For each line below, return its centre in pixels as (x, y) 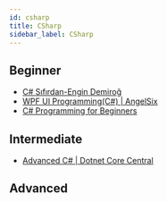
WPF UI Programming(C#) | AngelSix (90, 101)
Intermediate (46, 139)
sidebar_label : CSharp (51, 34)
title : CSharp (36, 26)
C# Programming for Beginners (79, 111)
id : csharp (29, 17)
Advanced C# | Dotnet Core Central (88, 160)
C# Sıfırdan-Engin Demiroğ (72, 92)
